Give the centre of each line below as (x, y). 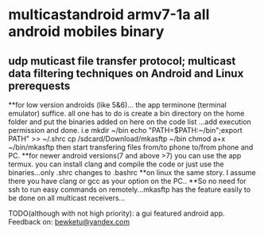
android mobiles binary (86, 31)
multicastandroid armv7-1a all (109, 15)
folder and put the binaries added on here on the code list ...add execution (130, 122)
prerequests (39, 86)
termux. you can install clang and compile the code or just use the (116, 164)
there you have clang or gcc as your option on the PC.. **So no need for (127, 181)
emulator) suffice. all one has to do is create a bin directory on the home (126, 113)
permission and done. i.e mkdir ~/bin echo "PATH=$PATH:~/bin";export (125, 130)
